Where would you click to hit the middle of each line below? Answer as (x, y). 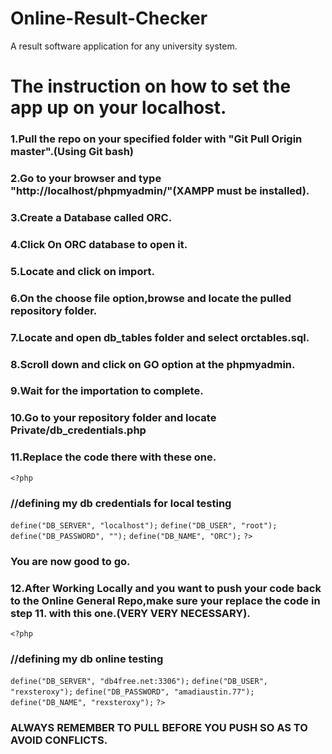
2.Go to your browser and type (86, 178)
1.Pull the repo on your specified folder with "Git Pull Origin (156, 139)
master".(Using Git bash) (72, 152)
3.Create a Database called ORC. (91, 217)
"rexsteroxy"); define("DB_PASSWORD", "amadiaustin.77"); (132, 692)
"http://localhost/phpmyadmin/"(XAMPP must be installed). (160, 190)
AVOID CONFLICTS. (59, 740)
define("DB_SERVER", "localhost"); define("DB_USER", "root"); (144, 525)
